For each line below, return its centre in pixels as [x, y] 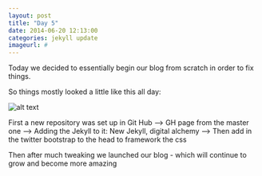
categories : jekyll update [53, 38]
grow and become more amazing [63, 163]
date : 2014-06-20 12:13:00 [53, 30]
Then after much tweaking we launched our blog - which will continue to [128, 155]
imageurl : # [28, 45]
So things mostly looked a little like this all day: [85, 92]
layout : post [30, 16]
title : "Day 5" [34, 23]
